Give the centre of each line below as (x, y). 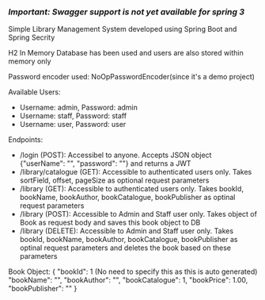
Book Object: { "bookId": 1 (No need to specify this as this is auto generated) (133, 271)
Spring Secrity (32, 37)
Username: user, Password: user (73, 125)
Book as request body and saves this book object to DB (110, 223)
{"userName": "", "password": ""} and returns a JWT (105, 163)
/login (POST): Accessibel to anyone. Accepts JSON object (115, 155)
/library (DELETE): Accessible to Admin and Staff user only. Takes (127, 231)
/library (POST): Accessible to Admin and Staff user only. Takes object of (138, 214)
